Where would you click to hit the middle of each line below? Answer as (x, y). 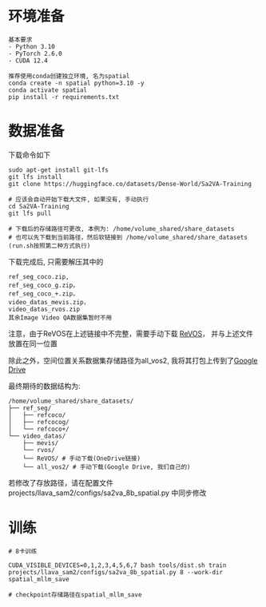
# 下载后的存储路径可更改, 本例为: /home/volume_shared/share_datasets (121, 228)
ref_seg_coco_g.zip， (44, 285)
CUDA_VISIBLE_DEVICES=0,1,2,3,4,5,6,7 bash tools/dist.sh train (117, 565)
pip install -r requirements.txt (64, 97)
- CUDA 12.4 (28, 61)
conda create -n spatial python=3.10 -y (77, 83)
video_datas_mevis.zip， (49, 302)
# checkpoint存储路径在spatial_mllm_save (75, 595)
